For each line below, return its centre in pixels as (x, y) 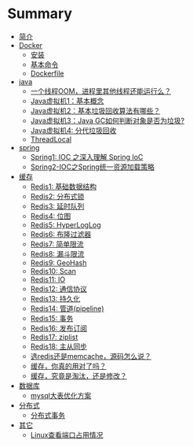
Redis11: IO (48, 279)
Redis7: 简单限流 (57, 244)
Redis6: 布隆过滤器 (61, 234)
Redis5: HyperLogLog (66, 224)
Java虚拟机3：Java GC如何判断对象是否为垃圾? (107, 120)
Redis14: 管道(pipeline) (67, 308)
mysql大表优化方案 (61, 395)
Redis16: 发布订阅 (59, 328)
